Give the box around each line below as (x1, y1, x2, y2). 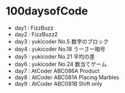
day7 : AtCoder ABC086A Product (14, 67, 100, 74)
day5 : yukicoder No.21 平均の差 (14, 53, 95, 60)
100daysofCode (5, 4, 89, 18)
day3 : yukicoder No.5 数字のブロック (14, 37, 109, 45)
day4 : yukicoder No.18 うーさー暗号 (14, 45, 106, 53)
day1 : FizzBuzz (14, 24, 54, 31)
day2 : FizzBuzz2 (14, 30, 58, 37)
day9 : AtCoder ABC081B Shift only (14, 80, 103, 87)
